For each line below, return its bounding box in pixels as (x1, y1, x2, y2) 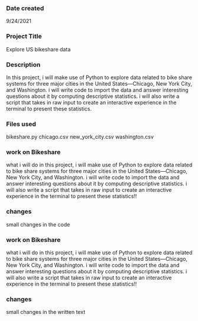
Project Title (6, 32, 43, 41)
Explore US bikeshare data (6, 45, 71, 53)
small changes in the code (6, 221, 70, 228)
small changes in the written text (6, 309, 86, 316)
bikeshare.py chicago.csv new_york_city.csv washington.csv (6, 133, 154, 140)
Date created (6, 4, 44, 12)
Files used (6, 120, 37, 128)
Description (6, 60, 41, 68)
